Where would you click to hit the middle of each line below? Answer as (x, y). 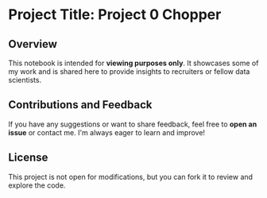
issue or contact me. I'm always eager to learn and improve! (106, 132)
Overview (33, 44)
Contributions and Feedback (80, 105)
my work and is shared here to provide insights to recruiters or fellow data (129, 72)
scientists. (25, 80)
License (28, 158)
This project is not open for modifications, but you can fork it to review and (130, 177)
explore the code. (37, 185)
